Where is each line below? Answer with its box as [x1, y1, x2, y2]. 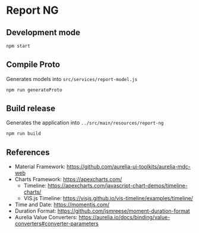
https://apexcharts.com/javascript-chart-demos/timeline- [47, 182, 188, 189]
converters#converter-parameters [14, 220, 99, 227]
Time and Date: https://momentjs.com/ [14, 201, 110, 209]
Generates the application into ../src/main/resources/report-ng [6, 119, 164, 126]
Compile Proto [6, 60, 61, 70]
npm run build [6, 131, 42, 137]
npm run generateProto [6, 87, 62, 93]
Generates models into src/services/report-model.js [6, 75, 138, 82]
